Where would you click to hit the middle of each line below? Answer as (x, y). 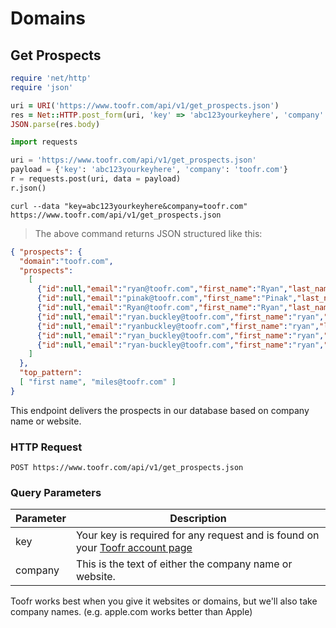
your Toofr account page (134, 548)
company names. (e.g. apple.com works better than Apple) (131, 612)
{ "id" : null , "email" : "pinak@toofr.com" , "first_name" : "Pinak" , (167, 298)
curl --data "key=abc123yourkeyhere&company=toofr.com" (129, 206)
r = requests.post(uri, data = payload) (96, 179)
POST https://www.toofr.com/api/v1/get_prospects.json (127, 468)
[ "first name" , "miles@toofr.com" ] (98, 382)
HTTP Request (46, 447)
